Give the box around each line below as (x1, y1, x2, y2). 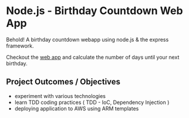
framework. (6, 42, 34, 49)
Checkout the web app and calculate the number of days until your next (6, 53, 180, 60)
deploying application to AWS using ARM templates (14, 104, 139, 112)
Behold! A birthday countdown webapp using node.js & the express (6, 36, 169, 43)
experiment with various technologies (14, 92, 106, 99)
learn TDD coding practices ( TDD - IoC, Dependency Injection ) (14, 99, 170, 106)
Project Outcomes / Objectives (6, 77, 121, 87)
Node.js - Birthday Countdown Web (6, 4, 183, 18)
